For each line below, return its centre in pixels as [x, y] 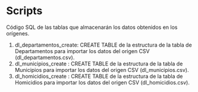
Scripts [24, 11]
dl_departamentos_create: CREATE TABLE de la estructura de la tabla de [103, 45]
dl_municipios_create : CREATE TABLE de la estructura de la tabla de [99, 64]
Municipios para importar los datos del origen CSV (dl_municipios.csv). [102, 70]
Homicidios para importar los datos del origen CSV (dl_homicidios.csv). [102, 82]
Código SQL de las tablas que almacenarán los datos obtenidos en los [92, 27]
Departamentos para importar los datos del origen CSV [82, 51]
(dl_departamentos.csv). [45, 57]
